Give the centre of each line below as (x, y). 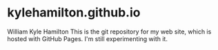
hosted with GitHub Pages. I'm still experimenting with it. (87, 38)
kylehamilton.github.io (74, 13)
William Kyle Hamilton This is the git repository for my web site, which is (109, 32)
